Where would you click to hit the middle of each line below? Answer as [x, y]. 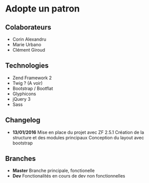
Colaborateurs [28, 27]
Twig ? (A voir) [27, 83]
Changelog [23, 120]
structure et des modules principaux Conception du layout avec [78, 137]
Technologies [27, 66]
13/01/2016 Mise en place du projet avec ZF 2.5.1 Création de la [78, 132]
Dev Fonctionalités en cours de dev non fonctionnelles [69, 176]
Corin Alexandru [29, 39]
